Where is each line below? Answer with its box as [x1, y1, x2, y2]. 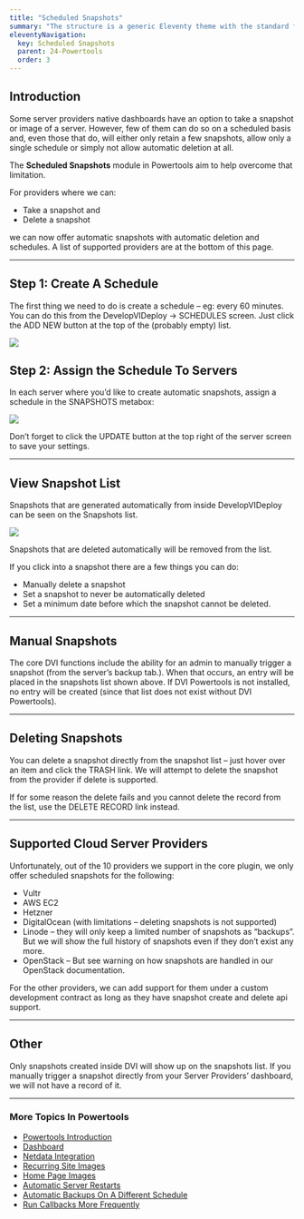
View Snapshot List [9, 476, 121, 491]
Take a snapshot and [22, 204, 101, 215]
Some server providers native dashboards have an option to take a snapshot [9, 113, 294, 123]
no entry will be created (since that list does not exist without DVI [9, 686, 252, 697]
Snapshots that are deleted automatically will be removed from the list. [9, 544, 272, 555]
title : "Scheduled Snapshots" [9, 13, 124, 23]
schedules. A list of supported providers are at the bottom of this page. [9, 241, 274, 252]
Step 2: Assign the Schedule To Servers [9, 363, 238, 378]
